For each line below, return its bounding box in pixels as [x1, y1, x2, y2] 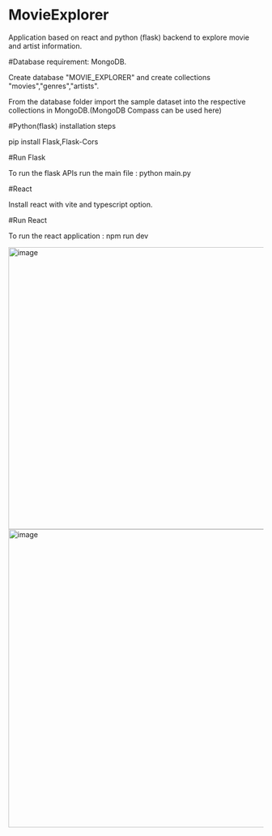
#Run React [8, 215, 47, 224]
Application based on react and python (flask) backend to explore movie [8, 32, 249, 42]
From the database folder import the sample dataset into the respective [8, 96, 246, 106]
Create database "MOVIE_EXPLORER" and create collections [8, 72, 210, 82]
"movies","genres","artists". [8, 81, 100, 91]
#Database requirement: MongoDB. [8, 57, 127, 66]
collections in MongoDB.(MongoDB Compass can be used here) [8, 105, 223, 115]
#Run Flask [8, 152, 46, 162]
